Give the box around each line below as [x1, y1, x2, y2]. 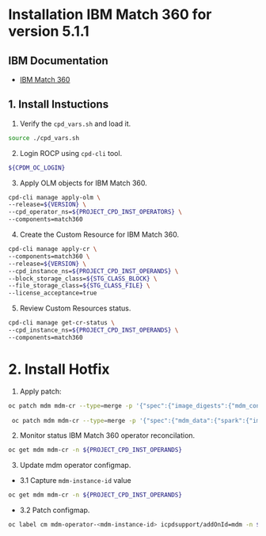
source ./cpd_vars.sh [8, 134, 80, 142]
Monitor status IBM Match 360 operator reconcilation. [19, 431, 196, 440]
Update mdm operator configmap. [19, 461, 131, 470]
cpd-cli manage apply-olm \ [8, 193, 101, 201]
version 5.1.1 [8, 22, 89, 40]
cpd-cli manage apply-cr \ [8, 245, 97, 253]
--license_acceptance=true [8, 289, 97, 298]
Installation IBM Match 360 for [8, 6, 212, 24]
